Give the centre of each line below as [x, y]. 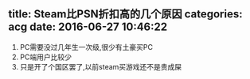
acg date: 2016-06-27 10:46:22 [88, 27]
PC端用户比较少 [45, 57]
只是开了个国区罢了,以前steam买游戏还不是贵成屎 [101, 66]
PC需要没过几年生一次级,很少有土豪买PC [86, 47]
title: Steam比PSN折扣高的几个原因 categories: [125, 14]
